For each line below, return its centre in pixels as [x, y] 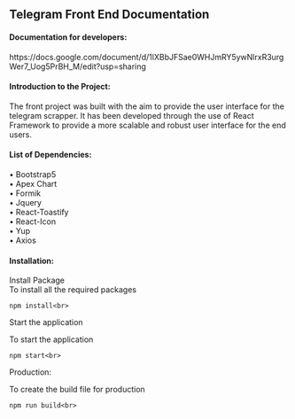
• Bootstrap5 [33, 175]
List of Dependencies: [50, 155]
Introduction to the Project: [60, 87]
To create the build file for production [78, 390]
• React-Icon [32, 221]
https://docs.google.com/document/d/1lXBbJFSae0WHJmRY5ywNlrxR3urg [147, 57]
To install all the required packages [73, 290]
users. [21, 134]
